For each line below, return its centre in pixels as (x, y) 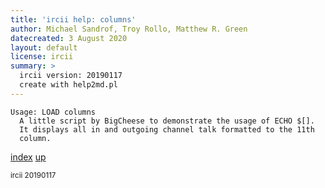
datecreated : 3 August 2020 (69, 38)
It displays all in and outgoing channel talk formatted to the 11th (167, 129)
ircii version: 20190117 (71, 76)
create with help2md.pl (68, 85)
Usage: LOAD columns (53, 112)
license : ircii (42, 57)
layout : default (44, 47)
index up (28, 157)
